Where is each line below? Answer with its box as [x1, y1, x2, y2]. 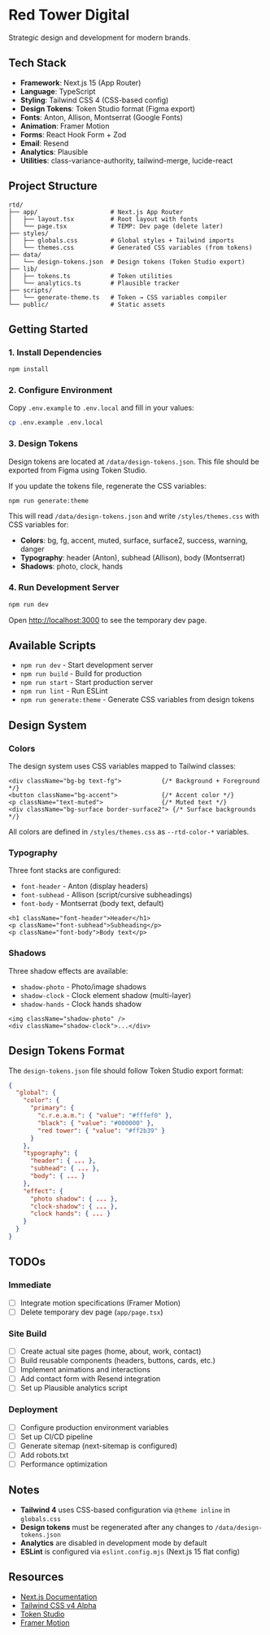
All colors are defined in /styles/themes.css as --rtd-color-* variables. [8, 827, 250, 837]
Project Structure [8, 179, 98, 193]
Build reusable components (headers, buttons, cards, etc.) [20, 1356, 216, 1366]
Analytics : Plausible [20, 146, 89, 156]
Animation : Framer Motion [20, 120, 110, 131]
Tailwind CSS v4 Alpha [20, 1600, 97, 1610]
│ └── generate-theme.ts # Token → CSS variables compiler [8, 293, 228, 302]
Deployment [8, 1404, 59, 1415]
